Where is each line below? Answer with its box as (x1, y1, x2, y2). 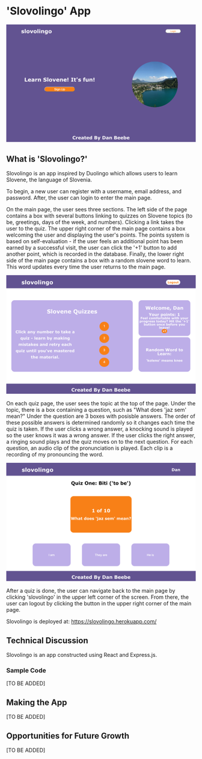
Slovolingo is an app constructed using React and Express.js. (6, 652, 158, 659)
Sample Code (6, 666, 46, 674)
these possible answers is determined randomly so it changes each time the (6, 419, 195, 426)
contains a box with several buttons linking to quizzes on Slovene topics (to (6, 212, 193, 220)
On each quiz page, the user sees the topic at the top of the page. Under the (6, 400, 196, 407)
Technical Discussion (6, 635, 88, 646)
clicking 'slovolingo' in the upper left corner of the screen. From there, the (6, 593, 189, 601)
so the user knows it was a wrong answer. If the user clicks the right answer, (6, 432, 196, 439)
